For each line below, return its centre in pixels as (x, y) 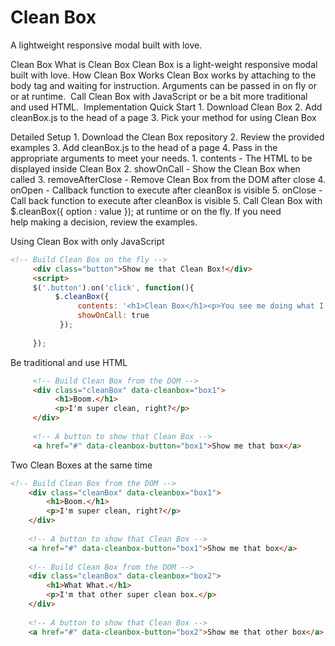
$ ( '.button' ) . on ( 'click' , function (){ (113, 287)
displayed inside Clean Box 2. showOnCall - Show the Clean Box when (155, 168)
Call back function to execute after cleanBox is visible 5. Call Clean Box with (166, 200)
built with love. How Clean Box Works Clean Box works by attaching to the (163, 75)
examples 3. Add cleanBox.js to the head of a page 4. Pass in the (144, 147)
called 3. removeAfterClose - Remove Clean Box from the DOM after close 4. (168, 179)
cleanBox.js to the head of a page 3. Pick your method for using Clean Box (163, 117)
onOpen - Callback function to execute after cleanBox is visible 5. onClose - (166, 190)
